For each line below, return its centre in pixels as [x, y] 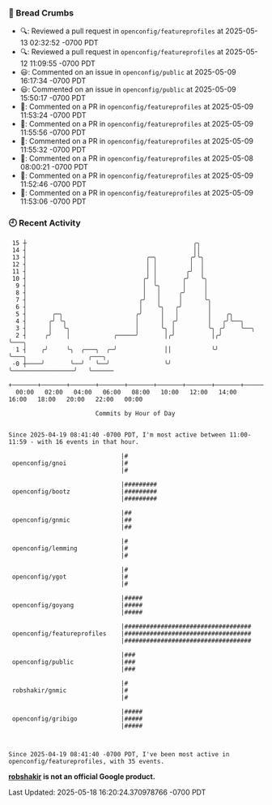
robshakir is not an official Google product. [82, 776]
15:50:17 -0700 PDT [53, 98]
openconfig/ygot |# [70, 577]
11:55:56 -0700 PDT [53, 132]
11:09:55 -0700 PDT [62, 63]
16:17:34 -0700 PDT [53, 81]
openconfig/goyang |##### [77, 605]
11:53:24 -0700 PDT [53, 115]
